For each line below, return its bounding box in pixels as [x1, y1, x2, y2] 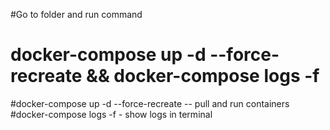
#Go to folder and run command [10, 9, 143, 20]
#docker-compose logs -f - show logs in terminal [10, 108, 213, 120]
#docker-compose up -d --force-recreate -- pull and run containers [10, 97, 290, 109]
